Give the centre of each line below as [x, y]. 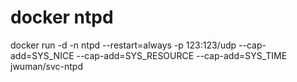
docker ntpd [62, 17]
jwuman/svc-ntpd [46, 66]
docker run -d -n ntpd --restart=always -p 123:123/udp [123, 45]
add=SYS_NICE [42, 55]
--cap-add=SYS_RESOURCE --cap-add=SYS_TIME [182, 55]
